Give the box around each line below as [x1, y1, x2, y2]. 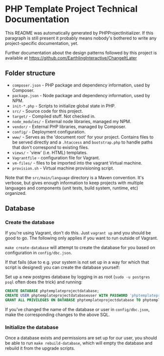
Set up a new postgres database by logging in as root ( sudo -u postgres [5, 274, 150, 280]
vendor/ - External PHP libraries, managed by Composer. [12, 124, 126, 129]
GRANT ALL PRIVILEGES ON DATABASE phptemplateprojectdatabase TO [5, 298, 141, 303]
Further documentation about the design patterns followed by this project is [5, 50, 157, 56]
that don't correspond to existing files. [12, 144, 89, 150]
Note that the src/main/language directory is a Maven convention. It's [5, 174, 144, 180]
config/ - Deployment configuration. [12, 128, 86, 135]
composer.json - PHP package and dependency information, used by [12, 82, 150, 88]
